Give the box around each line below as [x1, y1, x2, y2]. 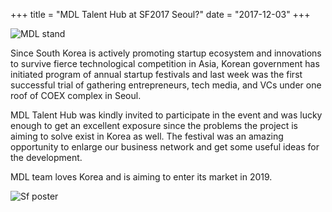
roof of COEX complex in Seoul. [10, 90, 142, 101]
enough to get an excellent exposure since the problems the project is [10, 120, 298, 131]
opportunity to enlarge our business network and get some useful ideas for [10, 141, 320, 153]
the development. [10, 152, 83, 163]
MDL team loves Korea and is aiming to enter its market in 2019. [10, 171, 273, 183]
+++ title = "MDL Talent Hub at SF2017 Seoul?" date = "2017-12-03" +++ [10, 9, 311, 20]
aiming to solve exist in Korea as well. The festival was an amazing [10, 130, 284, 142]
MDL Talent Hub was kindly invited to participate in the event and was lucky [10, 109, 323, 121]
